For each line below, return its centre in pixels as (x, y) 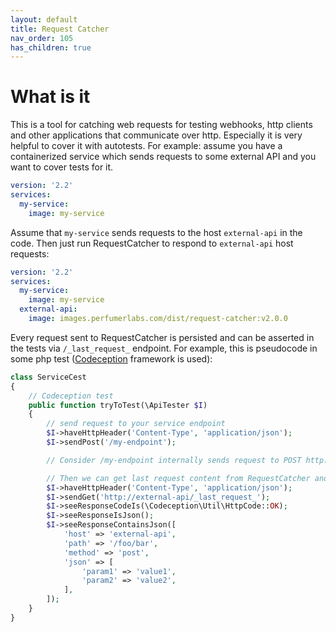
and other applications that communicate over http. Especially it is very (156, 135)
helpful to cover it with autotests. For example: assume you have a (146, 146)
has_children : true (51, 47)
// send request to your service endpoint (136, 424)
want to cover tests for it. (62, 167)
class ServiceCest (48, 377)
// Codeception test (71, 396)
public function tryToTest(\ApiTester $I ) (118, 405)
